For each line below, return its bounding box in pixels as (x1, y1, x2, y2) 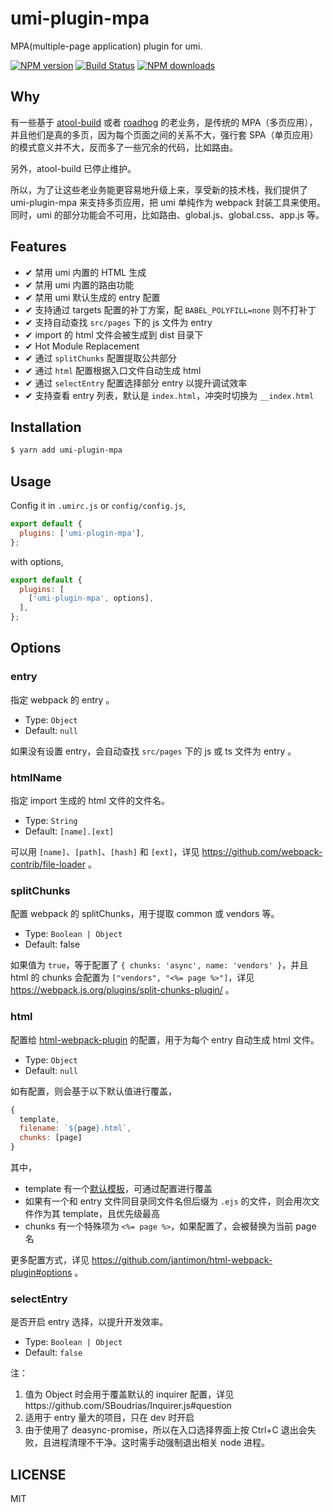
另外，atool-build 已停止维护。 (10, 162, 137, 174)
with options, (10, 555, 64, 567)
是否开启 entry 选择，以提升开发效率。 (10, 1316, 169, 1328)
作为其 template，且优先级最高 (33, 1208, 161, 1220)
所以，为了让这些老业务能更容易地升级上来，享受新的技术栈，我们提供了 (10, 183, 308, 196)
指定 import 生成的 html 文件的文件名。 (10, 795, 170, 807)
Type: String (24, 815, 78, 827)
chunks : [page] (19, 1133, 83, 1143)
